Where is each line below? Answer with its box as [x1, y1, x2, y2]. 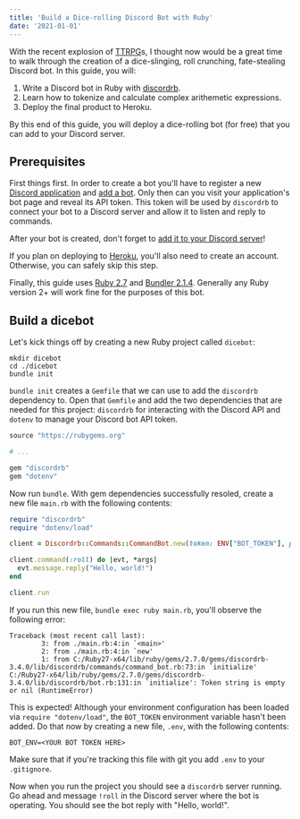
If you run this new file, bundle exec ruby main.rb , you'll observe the [9, 604, 262, 615]
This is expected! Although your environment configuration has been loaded [9, 702, 290, 712]
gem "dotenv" [9, 472, 58, 481]
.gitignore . [9, 763, 52, 774]
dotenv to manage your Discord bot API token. [9, 414, 179, 425]
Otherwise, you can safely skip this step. [9, 260, 159, 271]
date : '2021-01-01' [9, 21, 82, 30]
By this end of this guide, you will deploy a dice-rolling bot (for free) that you [9, 118, 290, 130]
